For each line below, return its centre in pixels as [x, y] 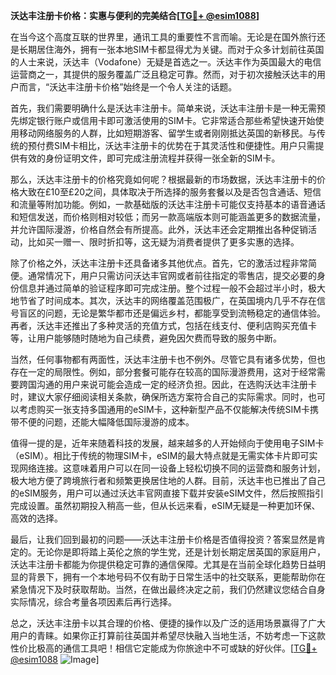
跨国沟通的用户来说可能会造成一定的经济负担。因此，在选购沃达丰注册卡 [167, 384]
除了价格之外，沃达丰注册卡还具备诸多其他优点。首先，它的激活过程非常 [159, 263]
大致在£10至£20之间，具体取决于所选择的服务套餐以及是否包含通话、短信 [170, 192]
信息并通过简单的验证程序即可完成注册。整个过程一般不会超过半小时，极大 [172, 288]
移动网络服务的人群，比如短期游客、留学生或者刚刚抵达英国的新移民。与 [167, 133]
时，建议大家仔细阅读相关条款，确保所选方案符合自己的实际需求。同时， [159, 397]
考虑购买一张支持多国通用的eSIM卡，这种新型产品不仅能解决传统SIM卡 [164, 409]
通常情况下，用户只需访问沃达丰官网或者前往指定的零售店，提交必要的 [172, 275]
